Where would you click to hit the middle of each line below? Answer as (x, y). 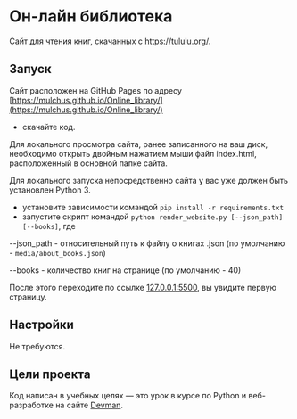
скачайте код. (49, 127)
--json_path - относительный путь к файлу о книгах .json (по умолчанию (147, 243)
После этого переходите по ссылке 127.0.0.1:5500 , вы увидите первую (143, 287)
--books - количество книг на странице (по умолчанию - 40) (125, 270)
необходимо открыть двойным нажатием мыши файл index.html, (133, 153)
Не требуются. (37, 346)
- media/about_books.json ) (58, 252)
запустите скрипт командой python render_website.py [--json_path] (153, 217)
